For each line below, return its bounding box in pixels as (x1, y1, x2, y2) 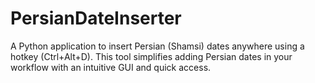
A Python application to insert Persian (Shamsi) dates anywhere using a (10, 40, 305, 52)
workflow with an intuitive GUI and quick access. (10, 61, 212, 73)
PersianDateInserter (10, 7, 182, 30)
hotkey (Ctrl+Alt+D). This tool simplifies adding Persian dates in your (10, 50, 293, 62)
